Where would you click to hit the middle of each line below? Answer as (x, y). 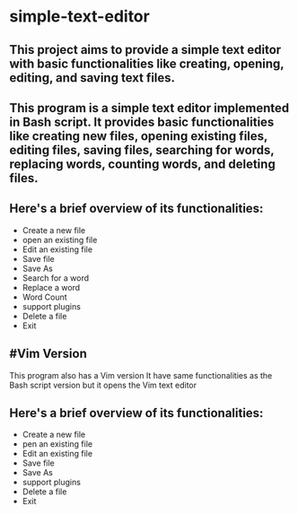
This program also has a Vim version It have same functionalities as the (141, 375)
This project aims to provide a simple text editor (145, 50)
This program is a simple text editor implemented (149, 108)
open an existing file (60, 240)
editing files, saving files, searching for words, (142, 150)
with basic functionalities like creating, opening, (147, 63)
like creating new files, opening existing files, (138, 136)
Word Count (44, 297)
